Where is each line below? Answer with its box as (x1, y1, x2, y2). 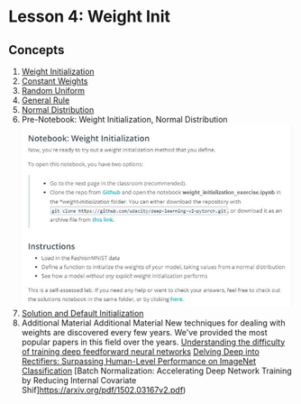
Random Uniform (21, 86, 86, 96)
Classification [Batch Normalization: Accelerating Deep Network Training (21, 365, 292, 376)
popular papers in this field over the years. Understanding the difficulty (21, 336, 286, 347)
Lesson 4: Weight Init (8, 6, 171, 27)
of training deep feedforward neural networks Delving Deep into (21, 345, 260, 357)
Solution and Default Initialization (21, 308, 144, 318)
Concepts (8, 42, 65, 58)
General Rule (21, 95, 70, 106)
